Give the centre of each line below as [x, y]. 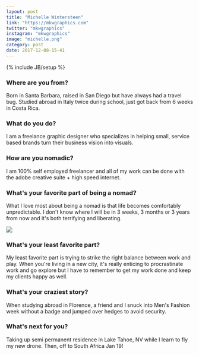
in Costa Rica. [23, 108]
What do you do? [31, 123]
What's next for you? [37, 327]
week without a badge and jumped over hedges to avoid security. [86, 311]
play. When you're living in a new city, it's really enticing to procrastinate [95, 264]
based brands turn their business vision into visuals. [70, 142]
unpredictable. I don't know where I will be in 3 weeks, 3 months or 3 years [98, 212]
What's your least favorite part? [53, 245]
